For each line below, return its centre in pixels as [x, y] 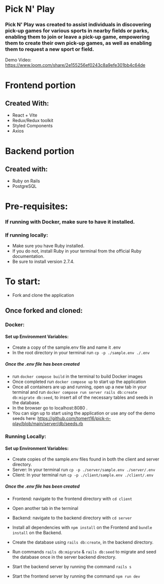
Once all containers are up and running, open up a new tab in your [79, 387]
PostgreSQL [24, 186]
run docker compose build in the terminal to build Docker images [77, 376]
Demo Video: [18, 60]
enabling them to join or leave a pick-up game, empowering [78, 37]
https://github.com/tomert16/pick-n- [74, 418]
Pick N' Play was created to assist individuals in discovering [78, 25]
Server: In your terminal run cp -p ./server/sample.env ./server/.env [84, 470]
